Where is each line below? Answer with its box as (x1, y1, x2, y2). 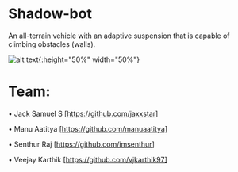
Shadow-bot (8, 5, 93, 23)
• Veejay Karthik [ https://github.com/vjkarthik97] (8, 155, 168, 164)
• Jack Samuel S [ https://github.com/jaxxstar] (8, 109, 159, 118)
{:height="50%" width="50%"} (38, 55, 140, 64)
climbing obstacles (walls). (8, 39, 96, 48)
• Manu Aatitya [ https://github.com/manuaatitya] (8, 124, 168, 133)
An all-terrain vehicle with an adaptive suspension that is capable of (8, 31, 230, 40)
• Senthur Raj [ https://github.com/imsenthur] (8, 140, 155, 149)
